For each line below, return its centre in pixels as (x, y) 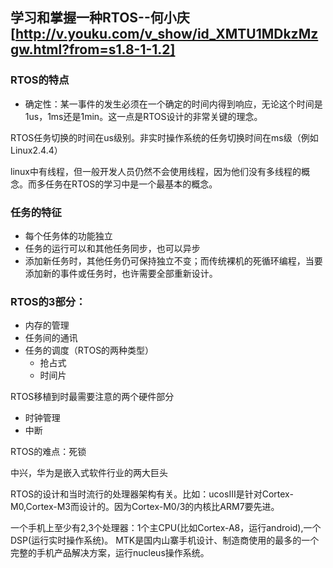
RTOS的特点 (40, 80)
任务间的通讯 (51, 338)
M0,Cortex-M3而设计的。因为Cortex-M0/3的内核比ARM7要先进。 (145, 507)
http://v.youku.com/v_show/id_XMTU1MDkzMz (166, 34)
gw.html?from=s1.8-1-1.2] (93, 49)
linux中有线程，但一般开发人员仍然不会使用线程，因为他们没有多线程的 (156, 171)
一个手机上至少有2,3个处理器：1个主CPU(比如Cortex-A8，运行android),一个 (166, 528)
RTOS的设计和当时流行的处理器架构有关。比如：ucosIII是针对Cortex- (152, 494)
